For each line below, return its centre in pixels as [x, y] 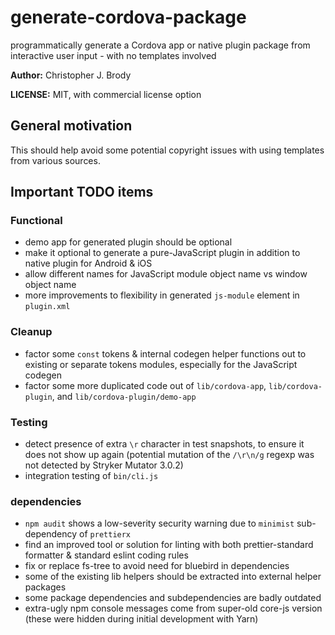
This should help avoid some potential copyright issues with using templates [167, 150]
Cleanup [31, 332]
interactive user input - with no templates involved [113, 55]
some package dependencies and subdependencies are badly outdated [173, 598]
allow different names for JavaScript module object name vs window [166, 274]
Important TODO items [82, 192]
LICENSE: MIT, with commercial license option [106, 94]
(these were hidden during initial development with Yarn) [141, 619]
